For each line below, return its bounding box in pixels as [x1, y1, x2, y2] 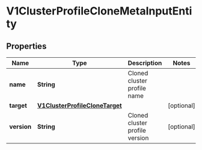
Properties [6, 41, 47, 51]
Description [127, 59, 162, 67]
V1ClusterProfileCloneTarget [37, 101, 122, 110]
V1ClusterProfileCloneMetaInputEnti [6, 4, 192, 18]
